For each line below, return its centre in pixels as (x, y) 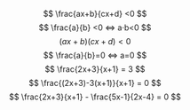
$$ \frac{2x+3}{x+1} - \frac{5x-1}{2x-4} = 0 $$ (95, 97)
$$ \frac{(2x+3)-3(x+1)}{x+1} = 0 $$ (95, 83)
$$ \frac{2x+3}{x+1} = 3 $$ (95, 69)
